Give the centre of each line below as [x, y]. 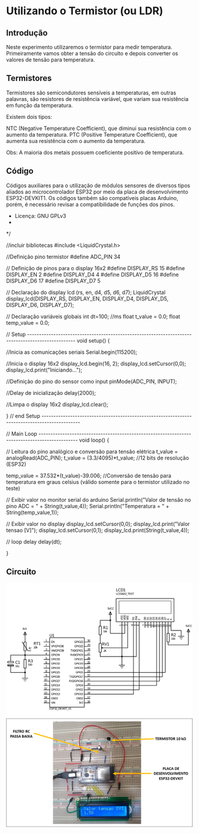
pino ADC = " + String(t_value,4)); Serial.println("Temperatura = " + [88, 506]
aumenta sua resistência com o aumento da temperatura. [76, 141]
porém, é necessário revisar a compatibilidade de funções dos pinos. [90, 204]
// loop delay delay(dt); [34, 541]
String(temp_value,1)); [33, 512]
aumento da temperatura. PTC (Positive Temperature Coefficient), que [92, 134]
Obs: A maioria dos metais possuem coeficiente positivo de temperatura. [95, 152]
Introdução [27, 33]
